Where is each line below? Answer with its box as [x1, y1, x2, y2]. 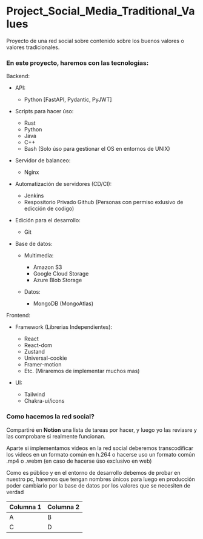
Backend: [6, 73, 30, 80]
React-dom [24, 342, 53, 349]
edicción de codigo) [24, 205, 75, 213]
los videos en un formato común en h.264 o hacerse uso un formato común [6, 451, 195, 458]
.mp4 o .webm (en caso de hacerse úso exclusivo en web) [6, 457, 152, 465]
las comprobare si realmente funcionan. [6, 432, 106, 440]
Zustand [24, 348, 45, 355]
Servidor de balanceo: [15, 157, 71, 164]
